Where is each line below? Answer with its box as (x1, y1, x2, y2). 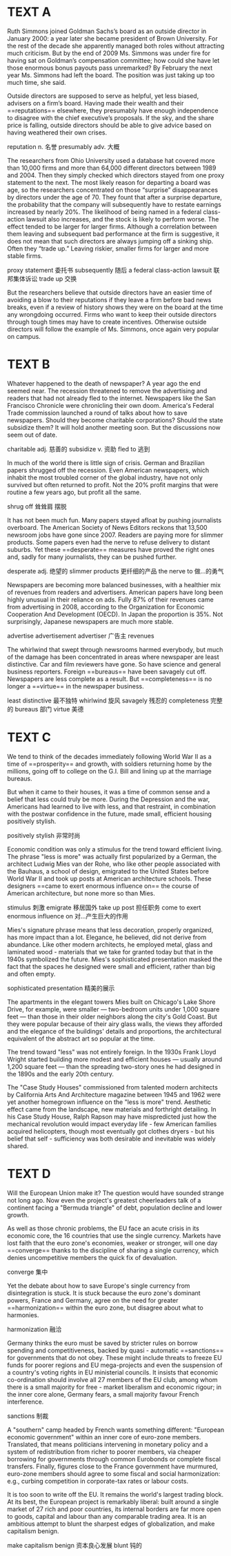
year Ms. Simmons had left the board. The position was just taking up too (7, 70, 215, 79)
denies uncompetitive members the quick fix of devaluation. (7, 1253, 178, 1261)
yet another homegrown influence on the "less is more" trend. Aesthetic (7, 1098, 212, 1106)
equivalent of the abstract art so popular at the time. (7, 1034, 155, 1043)
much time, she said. (7, 78, 67, 86)
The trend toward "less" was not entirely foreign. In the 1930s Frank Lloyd (7, 1047, 217, 1056)
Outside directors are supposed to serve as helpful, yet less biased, (7, 91, 199, 100)
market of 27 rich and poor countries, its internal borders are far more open (7, 1505, 221, 1513)
